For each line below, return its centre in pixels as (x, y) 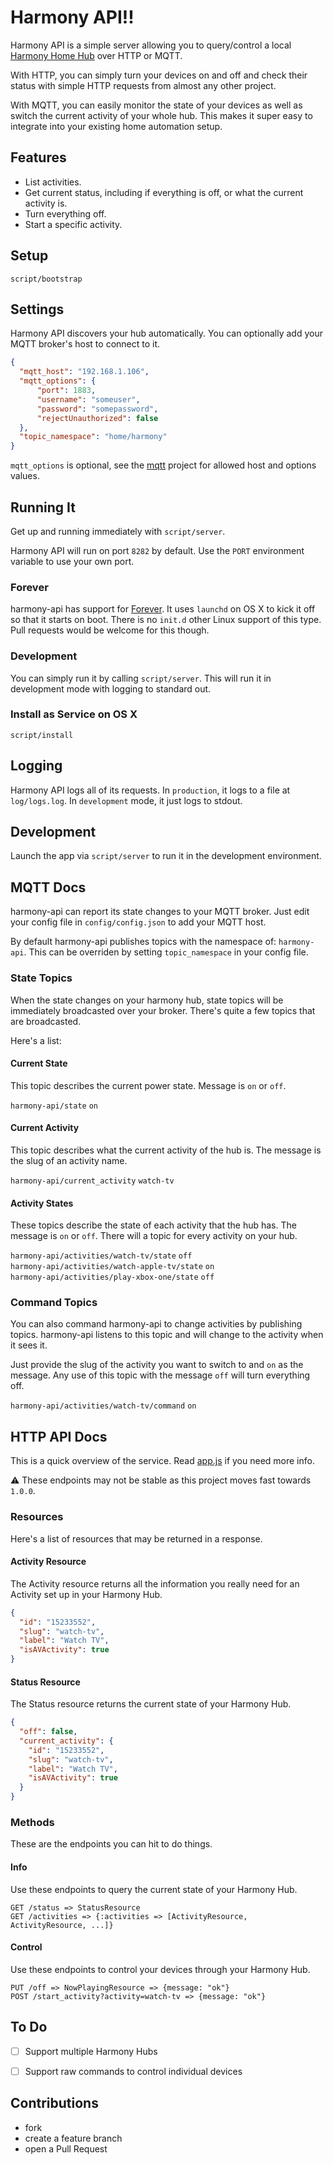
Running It (43, 507)
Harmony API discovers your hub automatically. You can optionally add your (166, 333)
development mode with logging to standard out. (111, 688)
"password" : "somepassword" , (97, 409)
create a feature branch (73, 2138)
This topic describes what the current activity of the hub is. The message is (166, 1150)
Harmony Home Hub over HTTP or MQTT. (96, 55)
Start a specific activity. (73, 224)
